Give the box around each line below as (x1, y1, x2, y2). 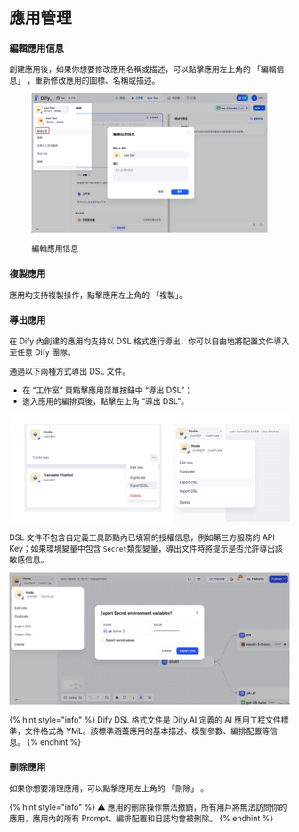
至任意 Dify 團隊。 (9, 347, 76, 357)
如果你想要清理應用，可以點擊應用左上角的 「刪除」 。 (9, 782, 209, 793)
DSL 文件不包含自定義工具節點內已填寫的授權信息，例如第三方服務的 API (9, 532, 276, 543)
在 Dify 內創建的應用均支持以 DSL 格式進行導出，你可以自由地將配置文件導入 (9, 335, 290, 346)
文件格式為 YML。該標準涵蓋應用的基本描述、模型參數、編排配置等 (24, 725, 271, 736)
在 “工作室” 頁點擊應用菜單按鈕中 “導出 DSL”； (21, 384, 193, 395)
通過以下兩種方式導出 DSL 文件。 (9, 366, 131, 376)
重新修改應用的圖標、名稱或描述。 (34, 75, 160, 85)
